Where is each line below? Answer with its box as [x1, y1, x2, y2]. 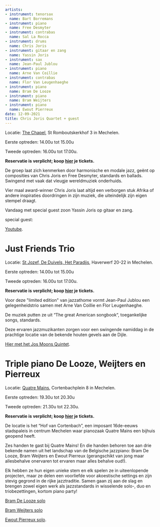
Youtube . [5, 226, 23, 232]
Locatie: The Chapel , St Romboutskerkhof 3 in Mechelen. [5, 129, 120, 135]
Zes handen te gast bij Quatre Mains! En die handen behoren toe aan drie [5, 443, 152, 448]
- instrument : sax [5, 57, 42, 62]
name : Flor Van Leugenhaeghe [9, 80, 69, 84]
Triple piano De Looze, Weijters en [5, 358, 146, 369]
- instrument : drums [5, 39, 47, 44]
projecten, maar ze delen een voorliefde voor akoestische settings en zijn [5, 472, 152, 479]
